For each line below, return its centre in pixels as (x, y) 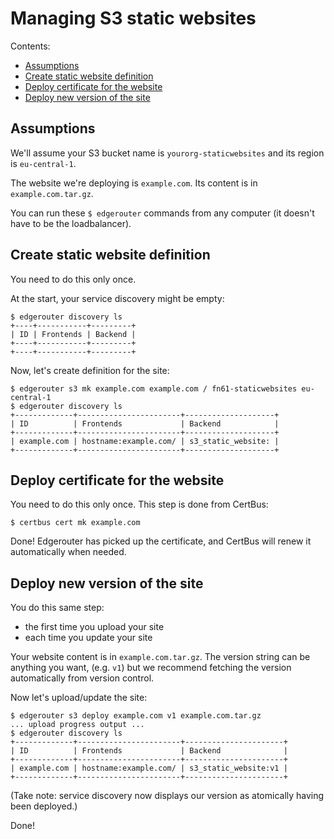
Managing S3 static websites (133, 18)
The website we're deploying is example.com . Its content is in (134, 183)
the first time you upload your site (94, 627)
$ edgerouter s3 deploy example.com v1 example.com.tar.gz (136, 716)
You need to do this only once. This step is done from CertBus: (139, 504)
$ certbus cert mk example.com (75, 523)
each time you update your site (88, 638)
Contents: (30, 46)
